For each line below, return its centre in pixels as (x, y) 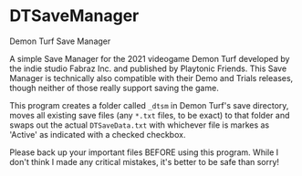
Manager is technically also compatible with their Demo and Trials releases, (151, 78)
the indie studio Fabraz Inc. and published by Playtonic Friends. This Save (148, 68)
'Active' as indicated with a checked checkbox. (98, 134)
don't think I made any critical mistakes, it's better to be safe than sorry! (145, 161)
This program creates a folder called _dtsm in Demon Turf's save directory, (149, 105)
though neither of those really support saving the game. (114, 88)
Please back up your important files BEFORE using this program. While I (144, 152)
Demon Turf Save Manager (60, 41)
